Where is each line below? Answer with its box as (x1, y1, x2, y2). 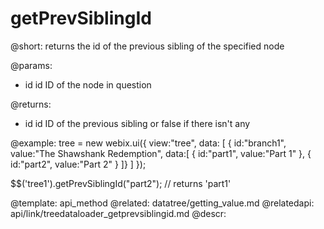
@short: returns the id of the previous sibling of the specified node (10, 40, 285, 52)
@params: (10, 59, 53, 71)
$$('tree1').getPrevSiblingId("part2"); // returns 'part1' (10, 177, 232, 189)
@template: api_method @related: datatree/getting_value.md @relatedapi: (10, 197, 315, 209)
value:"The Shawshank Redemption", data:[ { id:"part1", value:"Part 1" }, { (10, 147, 312, 159)
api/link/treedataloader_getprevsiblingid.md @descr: (10, 207, 227, 219)
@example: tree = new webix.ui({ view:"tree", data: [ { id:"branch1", (10, 137, 287, 149)
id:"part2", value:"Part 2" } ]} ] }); (10, 158, 147, 170)
